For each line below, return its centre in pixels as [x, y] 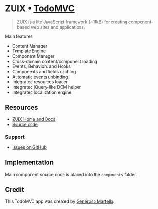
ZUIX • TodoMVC [40, 8]
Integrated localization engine [42, 92]
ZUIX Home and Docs [34, 119]
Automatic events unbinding [40, 77]
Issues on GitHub [29, 147]
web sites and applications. [58, 27]
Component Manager [33, 56]
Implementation [30, 163]
